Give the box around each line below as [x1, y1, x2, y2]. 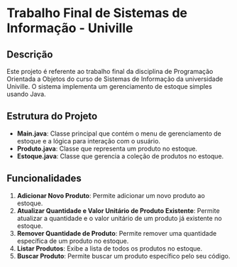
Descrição [6, 48, 53, 60]
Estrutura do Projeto [6, 110, 98, 122]
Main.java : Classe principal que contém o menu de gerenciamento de [16, 129, 221, 138]
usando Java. [6, 90, 47, 98]
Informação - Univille [6, 20, 133, 36]
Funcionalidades [6, 173, 82, 185]
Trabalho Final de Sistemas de [6, 5, 187, 21]
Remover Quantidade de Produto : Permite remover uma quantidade [16, 229, 217, 237]
